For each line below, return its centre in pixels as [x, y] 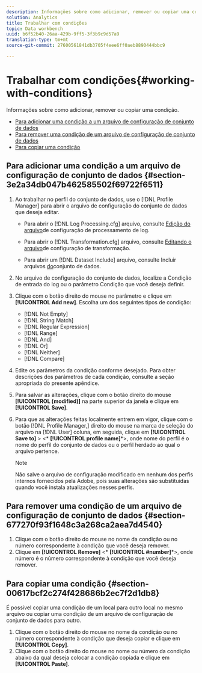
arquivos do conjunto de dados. [62, 266]
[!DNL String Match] [49, 320]
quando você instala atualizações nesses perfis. [75, 487]
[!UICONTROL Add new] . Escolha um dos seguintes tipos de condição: [103, 302]
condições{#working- [139, 80]
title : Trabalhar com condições [47, 23]
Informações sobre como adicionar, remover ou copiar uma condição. [93, 109]
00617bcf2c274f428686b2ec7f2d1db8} [83, 593]
